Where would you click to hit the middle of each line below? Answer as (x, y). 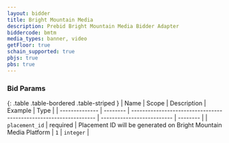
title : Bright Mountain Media (50, 20)
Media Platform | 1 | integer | (48, 132)
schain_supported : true (41, 52)
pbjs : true (23, 58)
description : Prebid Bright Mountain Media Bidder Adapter (93, 26)
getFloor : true (29, 45)
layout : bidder (29, 13)
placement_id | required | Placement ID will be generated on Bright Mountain (114, 125)
